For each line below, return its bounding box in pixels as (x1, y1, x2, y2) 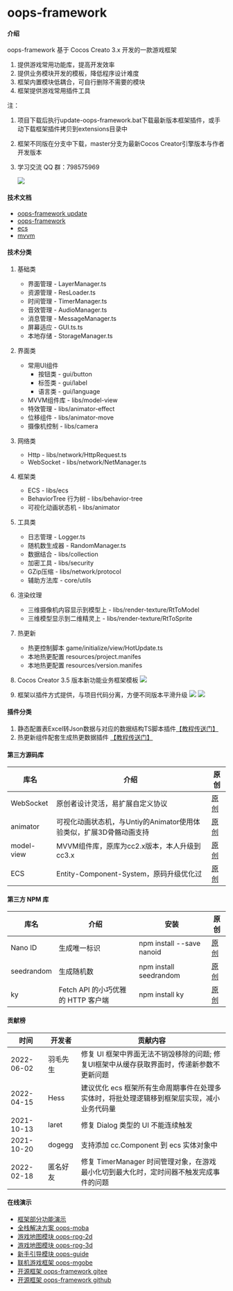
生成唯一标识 (58, 943, 101, 953)
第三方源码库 (7, 750, 44, 758)
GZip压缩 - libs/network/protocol (27, 567, 121, 576)
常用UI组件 (27, 361, 59, 369)
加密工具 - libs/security (27, 558, 94, 567)
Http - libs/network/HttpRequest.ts (27, 450, 127, 459)
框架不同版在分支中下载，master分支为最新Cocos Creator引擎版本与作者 (17, 140, 225, 148)
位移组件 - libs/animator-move (27, 413, 114, 422)
